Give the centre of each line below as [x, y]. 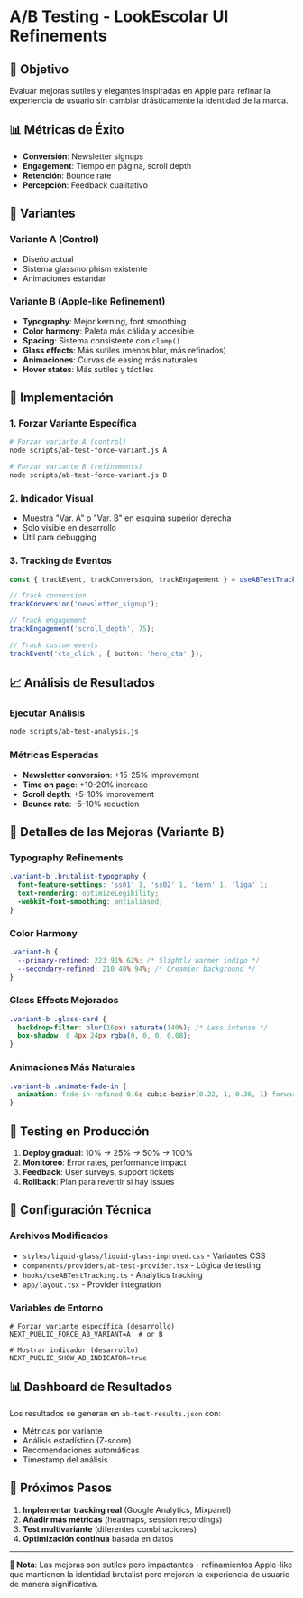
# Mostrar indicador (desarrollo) [74, 1350]
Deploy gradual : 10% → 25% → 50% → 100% [108, 1152]
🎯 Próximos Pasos [61, 1488]
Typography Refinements [66, 858]
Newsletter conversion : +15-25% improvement [111, 775]
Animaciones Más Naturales [73, 1067]
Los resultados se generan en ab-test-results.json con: [115, 1413]
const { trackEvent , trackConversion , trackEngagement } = [123, 579]
